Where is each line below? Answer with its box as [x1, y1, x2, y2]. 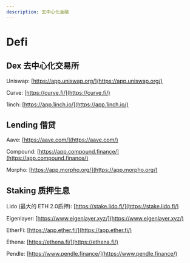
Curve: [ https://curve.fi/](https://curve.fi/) [6, 89, 110, 96]
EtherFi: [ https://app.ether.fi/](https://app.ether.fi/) [6, 227, 132, 234]
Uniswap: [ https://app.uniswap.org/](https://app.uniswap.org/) [6, 77, 163, 84]
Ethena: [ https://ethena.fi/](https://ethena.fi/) [6, 238, 118, 246]
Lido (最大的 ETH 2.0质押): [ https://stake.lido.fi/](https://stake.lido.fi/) [6, 203, 179, 210]
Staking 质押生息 [6, 185, 70, 196]
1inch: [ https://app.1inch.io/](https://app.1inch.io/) [6, 101, 129, 108]
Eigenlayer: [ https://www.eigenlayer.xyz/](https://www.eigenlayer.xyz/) [6, 215, 184, 222]
